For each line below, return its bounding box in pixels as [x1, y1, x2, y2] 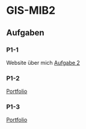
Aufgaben [6, 28, 45, 38]
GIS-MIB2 [6, 4, 56, 17]
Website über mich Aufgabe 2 [6, 59, 80, 66]
